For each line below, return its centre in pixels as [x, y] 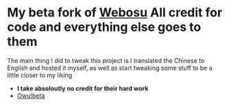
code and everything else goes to [104, 27]
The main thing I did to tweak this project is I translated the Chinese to [106, 60]
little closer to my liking [40, 75]
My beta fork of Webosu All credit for [115, 13]
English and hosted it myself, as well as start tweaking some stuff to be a [110, 68]
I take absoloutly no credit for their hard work [83, 88]
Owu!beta [31, 95]
